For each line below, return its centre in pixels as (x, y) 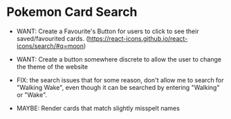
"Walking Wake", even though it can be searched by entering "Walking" (118, 87)
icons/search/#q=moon (50, 46)
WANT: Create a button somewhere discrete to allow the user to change (119, 59)
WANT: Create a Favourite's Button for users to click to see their (108, 31)
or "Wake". (32, 95)
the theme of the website (52, 66)
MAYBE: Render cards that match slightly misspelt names (98, 108)
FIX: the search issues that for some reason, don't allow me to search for (120, 80)
